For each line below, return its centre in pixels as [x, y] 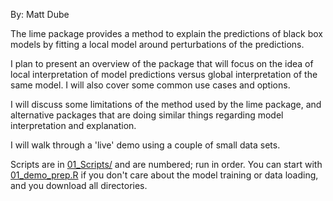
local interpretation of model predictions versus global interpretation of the [164, 74]
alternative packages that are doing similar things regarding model [147, 115]
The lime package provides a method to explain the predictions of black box [166, 33]
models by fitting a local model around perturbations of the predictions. [157, 44]
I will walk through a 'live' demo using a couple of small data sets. [145, 145]
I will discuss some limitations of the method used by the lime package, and [166, 104]
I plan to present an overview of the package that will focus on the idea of [162, 63]
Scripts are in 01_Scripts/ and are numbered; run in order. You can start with [166, 164]
